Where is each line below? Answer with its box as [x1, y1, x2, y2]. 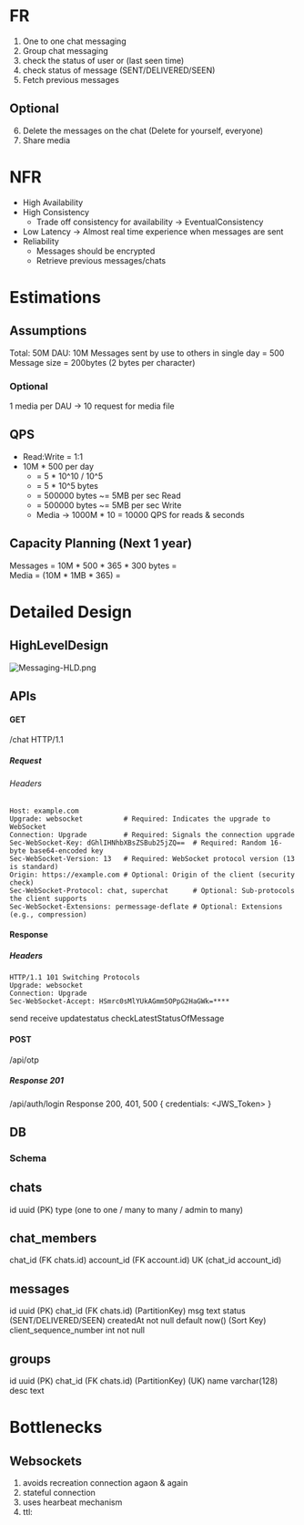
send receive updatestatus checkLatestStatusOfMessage [9, 1013, 225, 1024]
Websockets [9, 1453, 83, 1468]
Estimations [9, 286, 102, 307]
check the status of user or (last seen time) [22, 55, 185, 66]
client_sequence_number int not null [9, 1324, 146, 1336]
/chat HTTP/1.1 [9, 734, 64, 745]
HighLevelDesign [9, 638, 109, 653]
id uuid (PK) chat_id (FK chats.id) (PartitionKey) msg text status [9, 1305, 246, 1316]
